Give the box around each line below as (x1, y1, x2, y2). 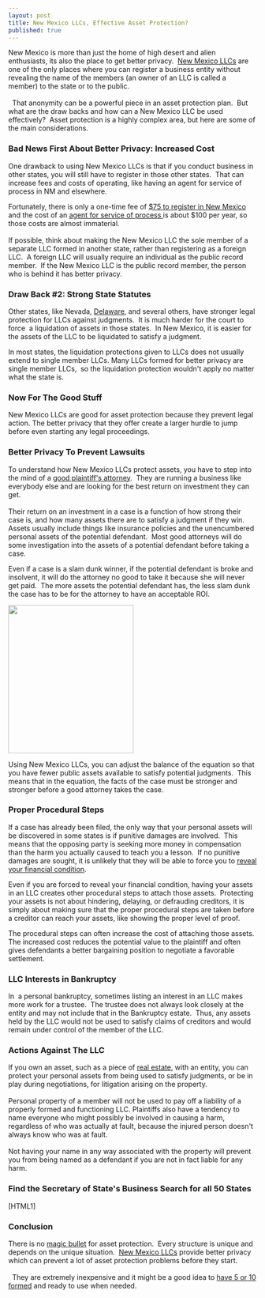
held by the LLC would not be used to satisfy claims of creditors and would (8, 1017, 252, 1026)
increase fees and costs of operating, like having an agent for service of (8, 178, 242, 187)
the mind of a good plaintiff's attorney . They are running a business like (8, 473, 242, 482)
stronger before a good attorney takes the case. (8, 784, 164, 794)
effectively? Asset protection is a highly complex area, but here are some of (8, 115, 256, 125)
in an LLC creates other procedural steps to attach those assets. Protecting (8, 888, 254, 897)
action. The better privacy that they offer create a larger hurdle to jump (8, 418, 238, 428)
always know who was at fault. (8, 1130, 108, 1139)
